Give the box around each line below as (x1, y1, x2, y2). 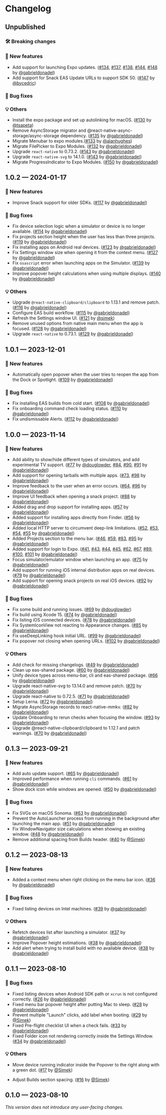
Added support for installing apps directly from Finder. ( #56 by (12, 514, 140, 520)
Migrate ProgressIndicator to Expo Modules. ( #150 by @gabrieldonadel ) (12, 159, 159, 165)
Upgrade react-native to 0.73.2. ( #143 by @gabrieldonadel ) (12, 149, 135, 155)
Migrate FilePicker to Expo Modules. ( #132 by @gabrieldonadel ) (12, 143, 142, 149)
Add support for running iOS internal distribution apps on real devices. (12, 567, 156, 573)
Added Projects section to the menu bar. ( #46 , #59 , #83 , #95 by (12, 535, 143, 541)
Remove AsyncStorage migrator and (12, 127, 86, 134)
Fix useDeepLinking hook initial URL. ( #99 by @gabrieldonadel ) (12, 633, 142, 639)
